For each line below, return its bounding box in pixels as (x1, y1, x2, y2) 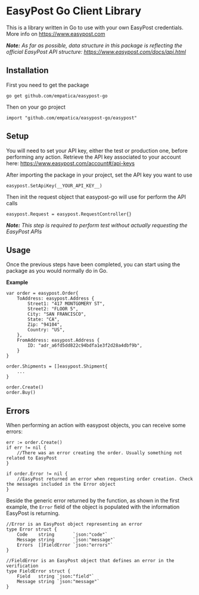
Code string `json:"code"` (17, 532, 108, 538)
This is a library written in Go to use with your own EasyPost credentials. (6, 24, 184, 31)
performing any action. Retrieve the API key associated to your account (6, 153, 181, 161)
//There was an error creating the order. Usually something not (17, 450, 183, 456)
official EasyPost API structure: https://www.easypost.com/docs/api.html (6, 48, 186, 55)
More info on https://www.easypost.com (6, 30, 105, 37)
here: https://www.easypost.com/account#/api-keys (6, 159, 135, 167)
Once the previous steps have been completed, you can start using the (6, 261, 181, 268)
